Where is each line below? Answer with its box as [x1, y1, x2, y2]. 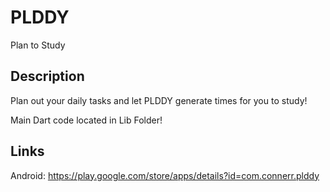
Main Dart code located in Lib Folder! [10, 114, 163, 126]
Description [10, 68, 85, 85]
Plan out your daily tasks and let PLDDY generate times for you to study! [10, 94, 308, 106]
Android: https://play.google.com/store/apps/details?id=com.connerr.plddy [10, 169, 320, 181]
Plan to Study [10, 39, 66, 51]
